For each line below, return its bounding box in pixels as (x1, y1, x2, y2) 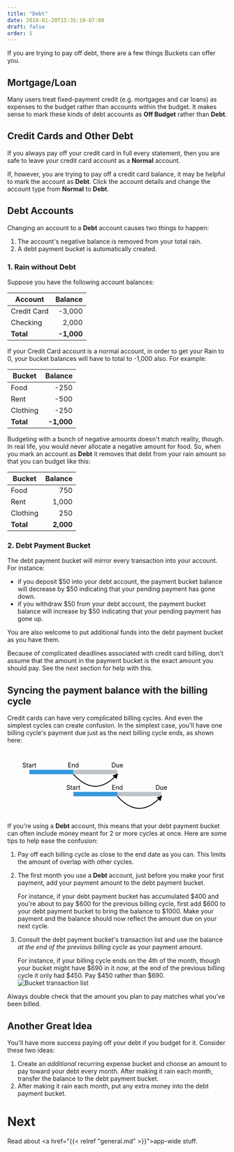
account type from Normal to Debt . (7, 185, 110, 193)
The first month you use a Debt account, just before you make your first (17, 872, 224, 880)
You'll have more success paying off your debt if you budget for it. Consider (7, 1039, 226, 1047)
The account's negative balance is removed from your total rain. (17, 237, 203, 246)
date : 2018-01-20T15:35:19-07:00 (7, 17, 105, 24)
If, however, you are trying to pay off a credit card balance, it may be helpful (7, 169, 226, 178)
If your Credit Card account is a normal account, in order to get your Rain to (7, 347, 225, 355)
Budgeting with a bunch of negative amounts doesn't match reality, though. (7, 434, 224, 443)
